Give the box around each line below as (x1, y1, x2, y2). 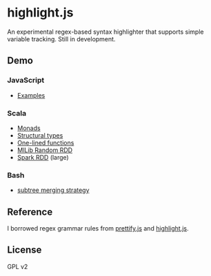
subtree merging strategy (17, 186, 90, 194)
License (7, 244, 42, 256)
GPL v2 (7, 262, 28, 270)
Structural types (17, 131, 63, 139)
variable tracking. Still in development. (7, 34, 116, 43)
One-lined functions (17, 138, 74, 147)
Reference (7, 206, 53, 217)
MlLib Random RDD (17, 146, 73, 154)
